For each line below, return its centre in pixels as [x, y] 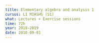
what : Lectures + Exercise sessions [43, 19]
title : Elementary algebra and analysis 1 [49, 10]
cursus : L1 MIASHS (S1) [30, 14]
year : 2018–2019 [22, 28]
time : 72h [15, 23]
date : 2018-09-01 [23, 33]
